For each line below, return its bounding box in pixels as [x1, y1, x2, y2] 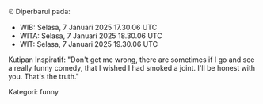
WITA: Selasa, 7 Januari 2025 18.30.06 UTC [19, 31, 162, 40]
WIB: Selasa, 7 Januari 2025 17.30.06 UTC [19, 23, 158, 32]
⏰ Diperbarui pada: [8, 7, 71, 16]
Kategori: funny [8, 87, 59, 96]
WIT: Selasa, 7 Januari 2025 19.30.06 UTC [19, 40, 158, 48]
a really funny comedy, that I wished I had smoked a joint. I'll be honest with [8, 64, 256, 72]
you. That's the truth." [8, 71, 79, 81]
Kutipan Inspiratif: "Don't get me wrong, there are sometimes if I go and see [8, 55, 255, 64]
